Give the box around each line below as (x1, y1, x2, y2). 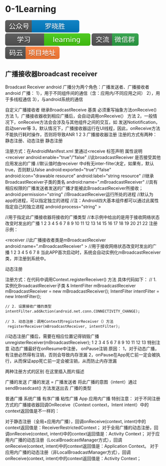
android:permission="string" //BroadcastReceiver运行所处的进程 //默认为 (5, 191, 154, 197)
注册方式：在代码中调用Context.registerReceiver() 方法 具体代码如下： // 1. (5, 276, 157, 282)
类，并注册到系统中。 (5, 255, 48, 261)
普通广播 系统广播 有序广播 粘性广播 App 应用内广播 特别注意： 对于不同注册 (5, 395, 161, 401)
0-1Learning (5, 3, 56, 15)
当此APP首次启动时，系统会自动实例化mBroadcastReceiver (40, 249, 161, 255)
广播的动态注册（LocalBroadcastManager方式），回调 (13, 437, 123, 443)
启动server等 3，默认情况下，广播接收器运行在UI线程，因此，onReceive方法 (5, 125, 161, 131)
